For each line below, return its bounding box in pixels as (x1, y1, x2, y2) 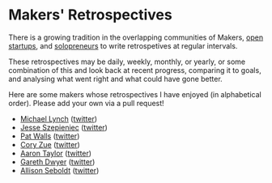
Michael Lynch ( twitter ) (19, 113, 98, 123)
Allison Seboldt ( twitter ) (19, 165, 100, 175)
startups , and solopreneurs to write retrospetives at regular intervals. (8, 40, 238, 50)
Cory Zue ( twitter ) (19, 139, 81, 149)
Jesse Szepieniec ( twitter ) (19, 122, 108, 132)
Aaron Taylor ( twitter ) (19, 148, 91, 158)
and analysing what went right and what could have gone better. (8, 74, 223, 83)
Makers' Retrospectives (8, 6, 172, 24)
